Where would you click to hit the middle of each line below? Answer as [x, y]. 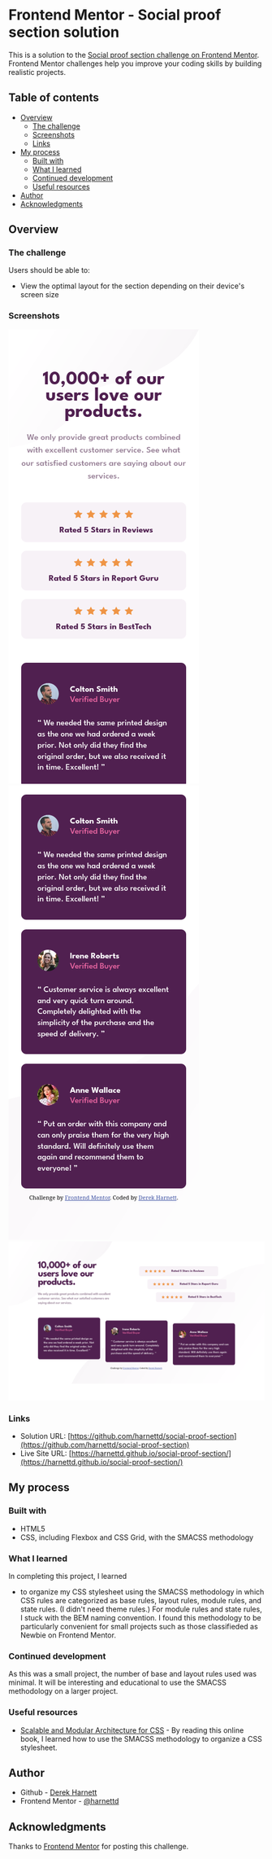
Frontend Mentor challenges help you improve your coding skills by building [135, 64]
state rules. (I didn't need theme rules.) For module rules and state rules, [141, 1609]
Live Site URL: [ [46, 1453]
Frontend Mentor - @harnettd [69, 1801]
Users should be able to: [50, 270]
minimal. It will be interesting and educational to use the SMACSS [118, 1682]
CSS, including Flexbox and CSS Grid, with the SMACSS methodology [137, 1537]
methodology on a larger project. [63, 1691]
